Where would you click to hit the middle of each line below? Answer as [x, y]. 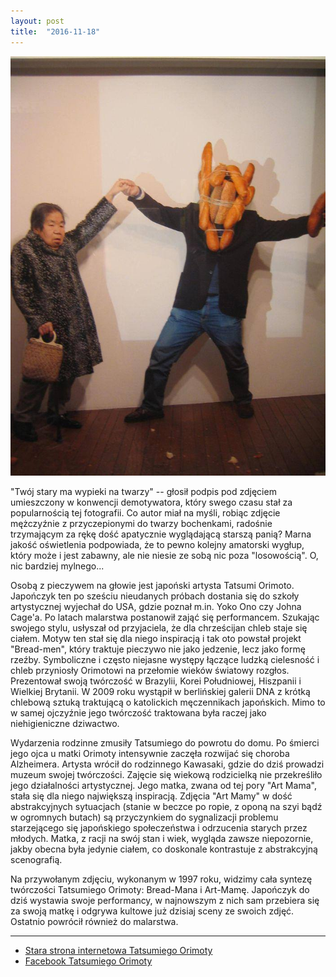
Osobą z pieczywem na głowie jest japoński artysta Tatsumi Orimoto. [152, 586]
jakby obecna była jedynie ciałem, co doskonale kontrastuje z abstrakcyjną [164, 849]
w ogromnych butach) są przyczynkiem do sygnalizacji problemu [144, 817]
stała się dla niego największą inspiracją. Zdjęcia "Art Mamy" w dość [151, 796]
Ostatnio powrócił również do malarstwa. [94, 922]
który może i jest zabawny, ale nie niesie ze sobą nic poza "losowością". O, [164, 556]
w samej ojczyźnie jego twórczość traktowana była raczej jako [138, 713]
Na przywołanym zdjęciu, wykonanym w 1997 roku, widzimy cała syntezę [161, 879]
